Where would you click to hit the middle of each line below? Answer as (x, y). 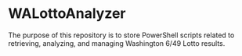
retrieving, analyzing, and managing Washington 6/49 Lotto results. (117, 43)
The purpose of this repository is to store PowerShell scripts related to (121, 35)
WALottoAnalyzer (67, 14)
